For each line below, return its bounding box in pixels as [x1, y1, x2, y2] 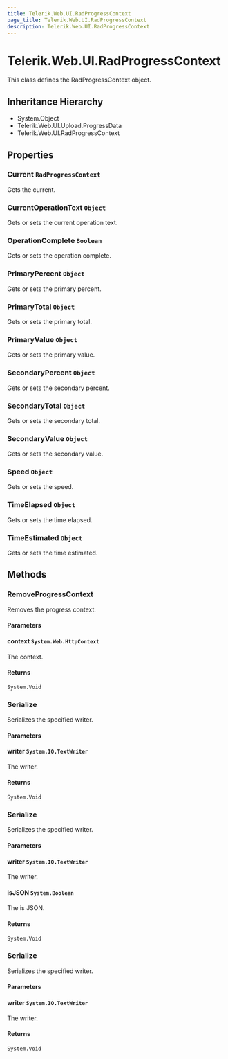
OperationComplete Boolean [7, 236, 102, 246]
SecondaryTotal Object [7, 401, 86, 411]
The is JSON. [7, 904, 45, 912]
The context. [7, 652, 44, 661]
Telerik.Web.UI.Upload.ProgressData [17, 122, 122, 130]
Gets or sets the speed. [7, 483, 74, 491]
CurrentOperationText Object [7, 202, 106, 212]
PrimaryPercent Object [7, 269, 85, 278]
